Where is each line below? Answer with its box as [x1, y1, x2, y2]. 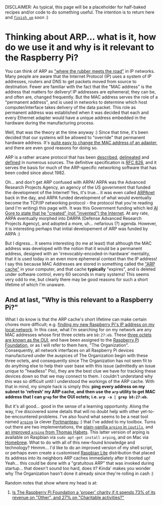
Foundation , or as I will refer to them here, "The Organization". [5, 342, 130, 348]
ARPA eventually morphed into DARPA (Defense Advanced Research [5, 215, 142, 221]
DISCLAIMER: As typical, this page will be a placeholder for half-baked [5, 4, 147, 10]
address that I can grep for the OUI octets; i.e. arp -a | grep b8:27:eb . [5, 394, 148, 399]
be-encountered [5, 414, 38, 419]
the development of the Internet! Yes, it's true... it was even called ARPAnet [5, 189, 155, 195]
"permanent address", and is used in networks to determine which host [5, 99, 147, 105]
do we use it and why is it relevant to [5, 42, 154, 53]
